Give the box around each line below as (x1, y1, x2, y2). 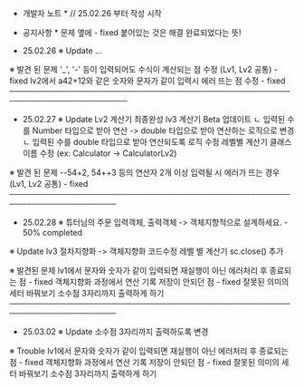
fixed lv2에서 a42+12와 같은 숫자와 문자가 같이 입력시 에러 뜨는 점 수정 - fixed (9, 75, 286, 86)
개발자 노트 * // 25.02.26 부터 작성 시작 (22, 8, 162, 18)
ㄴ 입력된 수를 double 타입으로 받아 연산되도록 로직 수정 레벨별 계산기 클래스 (22, 137, 292, 147)
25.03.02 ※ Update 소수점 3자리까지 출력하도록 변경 (22, 326, 209, 337)
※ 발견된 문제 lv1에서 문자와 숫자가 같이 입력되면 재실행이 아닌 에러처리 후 (9, 266, 268, 276)
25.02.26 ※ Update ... (22, 45, 102, 56)
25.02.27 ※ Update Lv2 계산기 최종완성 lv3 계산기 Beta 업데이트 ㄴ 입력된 (22, 114, 286, 124)
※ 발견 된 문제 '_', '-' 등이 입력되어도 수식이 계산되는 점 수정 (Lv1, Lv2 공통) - (9, 64, 279, 74)
